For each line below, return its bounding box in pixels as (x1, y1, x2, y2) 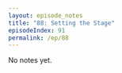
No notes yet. (8, 56, 52, 65)
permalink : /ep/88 (8, 33, 69, 42)
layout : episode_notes (8, 11, 83, 20)
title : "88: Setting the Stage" (8, 19, 115, 27)
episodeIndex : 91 (8, 26, 66, 34)
